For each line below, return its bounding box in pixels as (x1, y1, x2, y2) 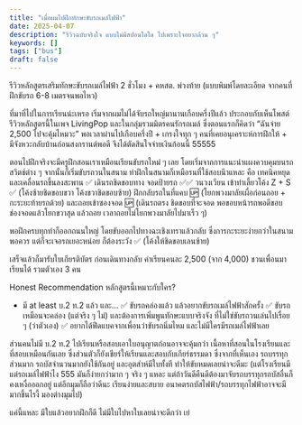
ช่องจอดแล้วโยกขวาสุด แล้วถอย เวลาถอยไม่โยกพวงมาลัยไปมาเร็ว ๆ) (9, 208, 207, 217)
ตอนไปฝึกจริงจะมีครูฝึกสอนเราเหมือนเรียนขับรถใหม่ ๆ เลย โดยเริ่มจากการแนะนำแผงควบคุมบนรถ (9, 157, 294, 167)
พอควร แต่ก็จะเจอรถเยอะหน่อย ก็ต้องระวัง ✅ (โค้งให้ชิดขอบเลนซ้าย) (9, 236, 210, 246)
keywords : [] (9, 38, 59, 48)
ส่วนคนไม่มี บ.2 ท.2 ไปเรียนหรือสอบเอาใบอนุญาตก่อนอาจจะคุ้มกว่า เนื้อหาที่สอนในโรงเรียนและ (9, 338, 291, 348)
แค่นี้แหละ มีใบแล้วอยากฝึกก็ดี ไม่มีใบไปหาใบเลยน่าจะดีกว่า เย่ (9, 407, 190, 418)
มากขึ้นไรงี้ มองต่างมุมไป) (9, 389, 83, 400)
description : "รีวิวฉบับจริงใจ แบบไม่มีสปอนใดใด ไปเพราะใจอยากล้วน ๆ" (9, 30, 220, 39)
